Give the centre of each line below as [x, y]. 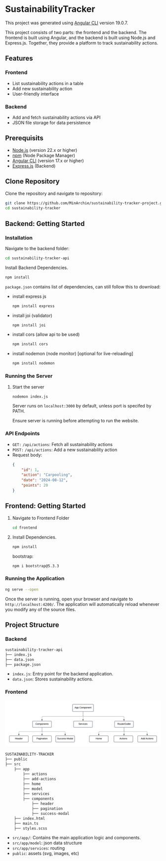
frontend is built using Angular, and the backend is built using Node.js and [80, 38]
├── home [32, 784]
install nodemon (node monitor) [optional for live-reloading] [73, 354]
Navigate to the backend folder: [37, 248]
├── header [43, 804]
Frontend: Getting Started [45, 506]
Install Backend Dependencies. [37, 268]
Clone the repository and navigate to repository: [54, 193]
